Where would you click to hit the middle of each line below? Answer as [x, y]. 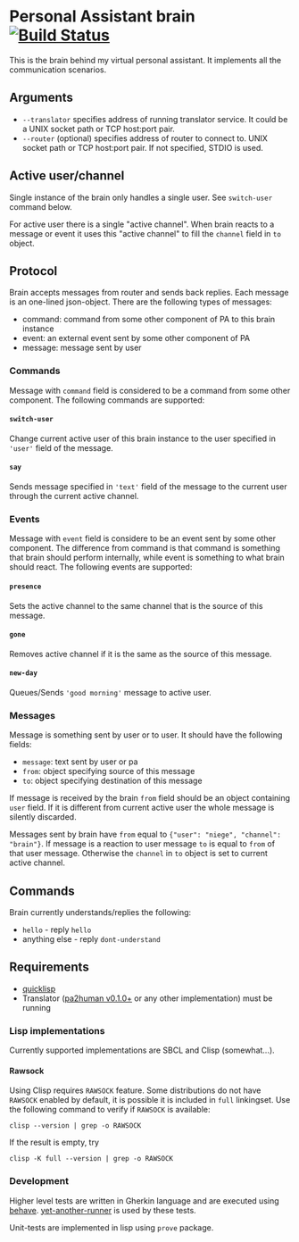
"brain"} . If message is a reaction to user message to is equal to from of [142, 844]
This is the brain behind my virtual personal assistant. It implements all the [145, 60]
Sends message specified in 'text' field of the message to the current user [148, 487]
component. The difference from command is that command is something [145, 548]
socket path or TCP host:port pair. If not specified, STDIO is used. [142, 147]
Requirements [49, 967]
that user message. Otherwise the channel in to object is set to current [138, 854]
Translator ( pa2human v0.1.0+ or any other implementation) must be [147, 998]
